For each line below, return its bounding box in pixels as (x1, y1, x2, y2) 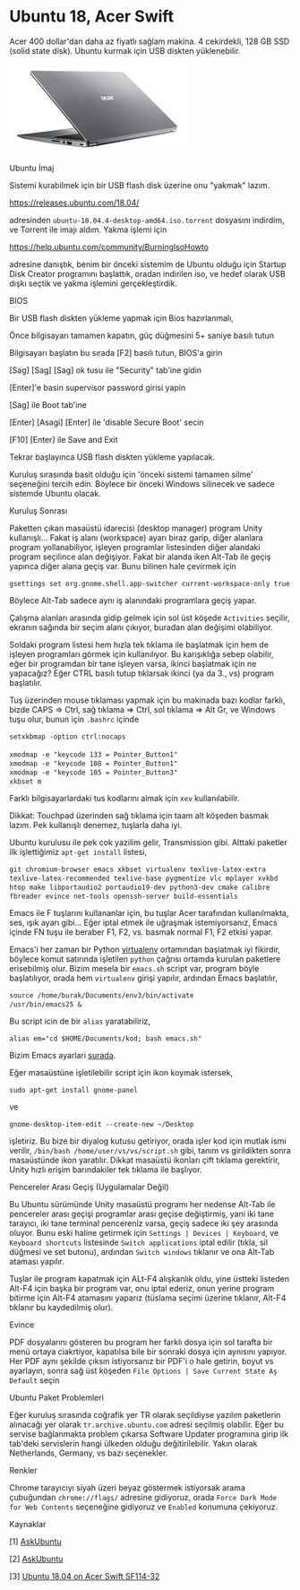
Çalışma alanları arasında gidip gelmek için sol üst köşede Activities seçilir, (9, 612, 290, 623)
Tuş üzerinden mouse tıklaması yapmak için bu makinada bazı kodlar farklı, (9, 695, 286, 705)
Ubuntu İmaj (9, 162, 55, 173)
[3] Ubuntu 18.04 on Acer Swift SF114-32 (9, 1570, 160, 1581)
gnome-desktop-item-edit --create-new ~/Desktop (9, 1119, 194, 1128)
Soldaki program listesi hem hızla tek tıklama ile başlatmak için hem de (9, 639, 269, 650)
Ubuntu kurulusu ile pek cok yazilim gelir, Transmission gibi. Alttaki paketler (9, 836, 288, 848)
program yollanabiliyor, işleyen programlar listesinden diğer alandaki (9, 541, 261, 552)
